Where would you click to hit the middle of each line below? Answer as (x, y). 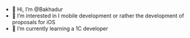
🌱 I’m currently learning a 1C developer (60, 28)
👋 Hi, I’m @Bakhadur (37, 9)
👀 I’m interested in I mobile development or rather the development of (98, 16)
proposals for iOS (34, 22)
